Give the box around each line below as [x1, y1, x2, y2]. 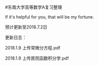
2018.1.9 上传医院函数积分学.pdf [5, 55, 69, 61]
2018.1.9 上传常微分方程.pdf [5, 45, 60, 50]
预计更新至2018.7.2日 [5, 24, 47, 30]
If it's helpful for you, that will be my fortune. [5, 14, 94, 20]
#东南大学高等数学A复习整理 [5, 4, 62, 10]
